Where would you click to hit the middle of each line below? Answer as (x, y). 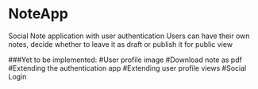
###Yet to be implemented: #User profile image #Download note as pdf (125, 60)
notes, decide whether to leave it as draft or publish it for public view (120, 44)
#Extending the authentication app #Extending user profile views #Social (127, 68)
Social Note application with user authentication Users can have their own (129, 36)
